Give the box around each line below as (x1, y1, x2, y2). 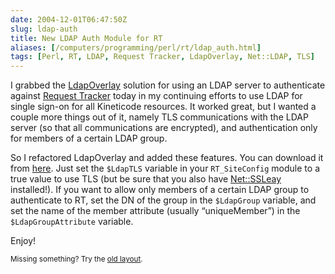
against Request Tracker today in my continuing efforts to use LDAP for (10, 90, 303, 102)
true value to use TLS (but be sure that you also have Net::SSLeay (10, 173, 282, 185)
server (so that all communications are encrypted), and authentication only (10, 122, 318, 134)
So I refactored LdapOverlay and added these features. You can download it (10, 152, 324, 164)
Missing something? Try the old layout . (10, 254, 143, 265)
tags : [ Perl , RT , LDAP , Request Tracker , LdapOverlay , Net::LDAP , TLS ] (10, 52, 315, 62)
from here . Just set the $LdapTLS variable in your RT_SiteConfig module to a (10, 162, 320, 175)
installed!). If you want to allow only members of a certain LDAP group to (10, 184, 310, 196)
